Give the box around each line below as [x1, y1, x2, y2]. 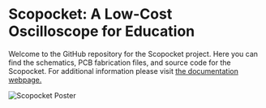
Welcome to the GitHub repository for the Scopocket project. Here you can [8, 49, 258, 58]
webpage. [8, 75, 42, 84]
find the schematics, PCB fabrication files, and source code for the [8, 58, 231, 67]
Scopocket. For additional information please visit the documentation [8, 66, 239, 76]
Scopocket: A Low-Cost [8, 5, 173, 24]
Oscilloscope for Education [8, 22, 195, 41]
